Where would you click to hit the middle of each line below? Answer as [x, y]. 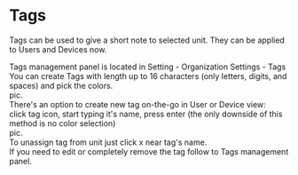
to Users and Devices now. [58, 49]
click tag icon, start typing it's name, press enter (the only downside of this [146, 114]
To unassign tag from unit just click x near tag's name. [108, 142]
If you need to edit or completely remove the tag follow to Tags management [149, 151]
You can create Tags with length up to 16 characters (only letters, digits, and [148, 76]
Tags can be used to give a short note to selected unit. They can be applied [147, 40]
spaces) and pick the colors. [61, 85]
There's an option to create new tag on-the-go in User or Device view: [137, 104]
